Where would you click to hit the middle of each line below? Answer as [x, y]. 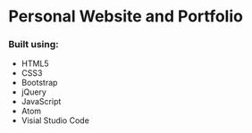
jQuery [34, 92]
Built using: [34, 45]
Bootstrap [39, 83]
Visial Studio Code [55, 121]
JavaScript [41, 102]
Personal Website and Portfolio [126, 17]
